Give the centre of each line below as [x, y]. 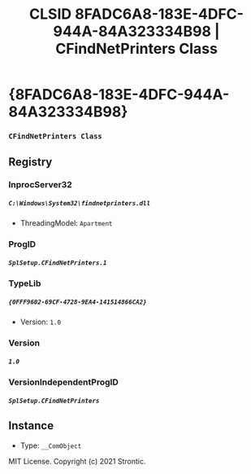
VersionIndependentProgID [64, 382]
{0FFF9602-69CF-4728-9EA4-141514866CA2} [78, 302]
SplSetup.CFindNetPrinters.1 [58, 263]
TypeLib [25, 283]
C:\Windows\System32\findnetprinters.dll [80, 204]
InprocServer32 [41, 185]
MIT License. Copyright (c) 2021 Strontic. [77, 461]
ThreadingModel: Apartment [66, 223]
